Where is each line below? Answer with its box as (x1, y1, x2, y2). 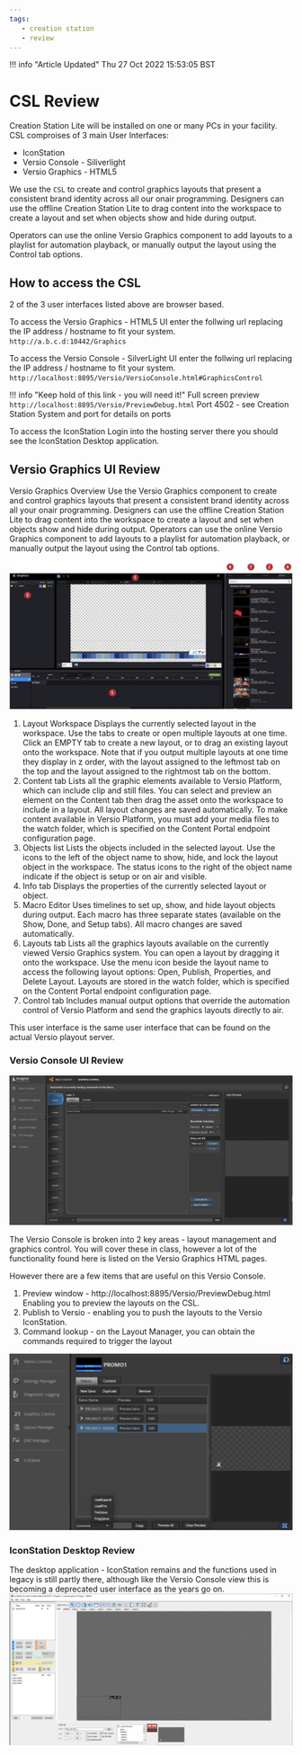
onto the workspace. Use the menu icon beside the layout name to (22, 958, 270, 968)
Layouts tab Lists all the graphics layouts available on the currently (22, 938, 270, 949)
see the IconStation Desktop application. (9, 436, 160, 447)
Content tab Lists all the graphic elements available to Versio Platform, (22, 776, 282, 787)
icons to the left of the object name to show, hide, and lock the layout (22, 852, 279, 863)
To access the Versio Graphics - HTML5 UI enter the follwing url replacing (9, 316, 283, 327)
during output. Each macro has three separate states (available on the (22, 909, 281, 921)
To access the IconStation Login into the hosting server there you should (9, 426, 279, 437)
